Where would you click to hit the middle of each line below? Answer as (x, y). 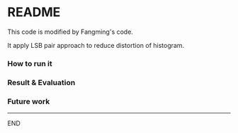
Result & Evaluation (41, 82)
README (34, 12)
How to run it (30, 63)
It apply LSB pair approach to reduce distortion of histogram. (96, 45)
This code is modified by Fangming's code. (70, 32)
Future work (29, 101)
